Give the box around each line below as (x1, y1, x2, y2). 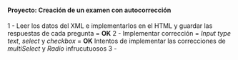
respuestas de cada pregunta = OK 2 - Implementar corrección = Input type (7, 29, 231, 38)
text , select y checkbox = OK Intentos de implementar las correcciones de (7, 36, 227, 46)
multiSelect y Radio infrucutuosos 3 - (7, 44, 117, 53)
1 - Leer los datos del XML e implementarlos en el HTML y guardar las (7, 21, 213, 30)
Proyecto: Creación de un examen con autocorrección (7, 6, 172, 14)
